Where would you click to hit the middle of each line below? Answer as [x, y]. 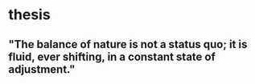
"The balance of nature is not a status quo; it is [128, 44]
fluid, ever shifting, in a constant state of [112, 56]
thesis [29, 15]
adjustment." [42, 69]
